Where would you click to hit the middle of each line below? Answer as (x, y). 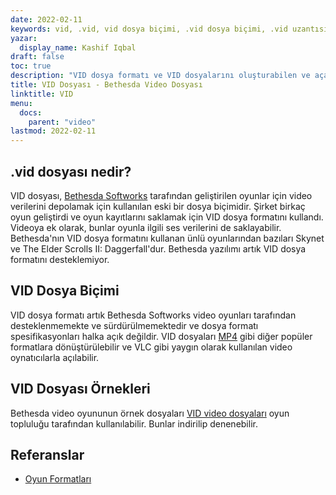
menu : (21, 103)
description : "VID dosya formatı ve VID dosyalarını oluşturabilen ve (160, 76)
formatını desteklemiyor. (60, 259)
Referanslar (47, 454)
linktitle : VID (42, 94)
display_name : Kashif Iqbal (78, 47)
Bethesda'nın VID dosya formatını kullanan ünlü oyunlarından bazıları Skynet (167, 238)
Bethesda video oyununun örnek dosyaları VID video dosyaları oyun (150, 413)
